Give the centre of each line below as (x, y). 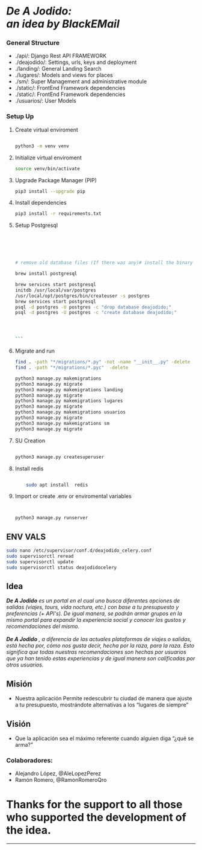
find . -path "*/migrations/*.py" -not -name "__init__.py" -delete (103, 362)
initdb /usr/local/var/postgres (55, 290)
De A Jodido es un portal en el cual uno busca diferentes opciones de (93, 601)
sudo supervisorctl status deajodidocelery (62, 567)
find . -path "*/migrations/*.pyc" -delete (72, 368)
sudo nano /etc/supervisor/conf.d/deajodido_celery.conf (79, 551)
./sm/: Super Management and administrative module (81, 81)
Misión (19, 684)
